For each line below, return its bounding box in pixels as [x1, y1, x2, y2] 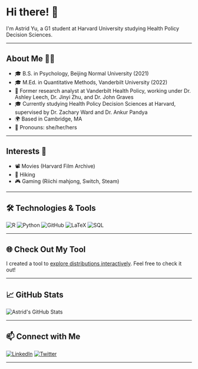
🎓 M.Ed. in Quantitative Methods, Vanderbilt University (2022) [14, 79, 168, 86]
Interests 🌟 [6, 146, 47, 156]
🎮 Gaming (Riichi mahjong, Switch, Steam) [14, 177, 120, 185]
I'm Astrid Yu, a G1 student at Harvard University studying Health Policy [6, 25, 180, 32]
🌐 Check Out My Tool [6, 244, 86, 254]
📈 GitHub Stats [6, 289, 64, 300]
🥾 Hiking [14, 171, 35, 178]
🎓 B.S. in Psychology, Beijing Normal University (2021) [14, 70, 149, 77]
